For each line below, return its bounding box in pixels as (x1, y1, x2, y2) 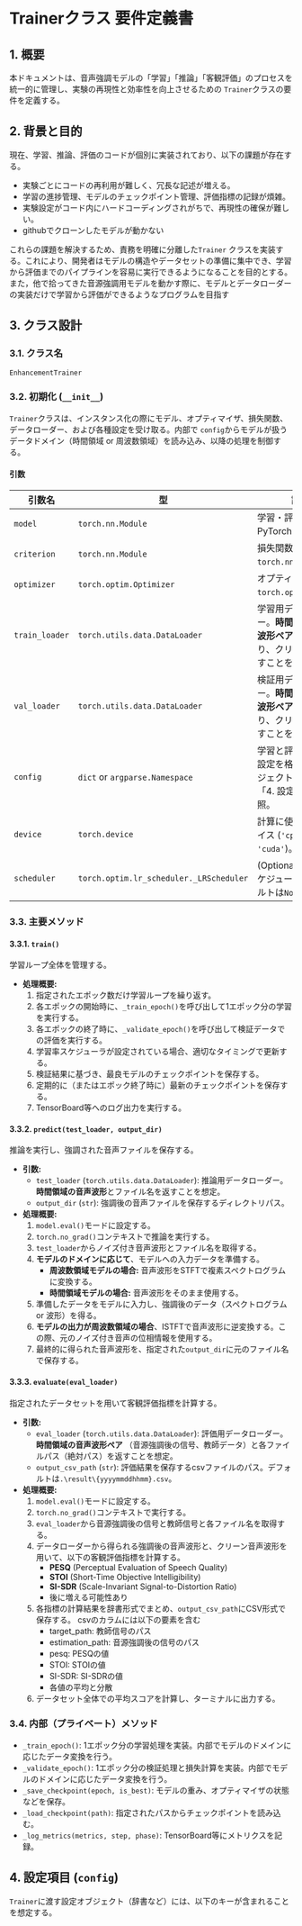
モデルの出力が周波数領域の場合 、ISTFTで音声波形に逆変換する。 (35, 1321, 279, 1333)
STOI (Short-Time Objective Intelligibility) (49, 1571, 201, 1582)
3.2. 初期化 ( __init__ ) (9, 391, 104, 403)
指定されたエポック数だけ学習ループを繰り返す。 (35, 990, 217, 1000)
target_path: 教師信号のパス (49, 1625, 152, 1636)
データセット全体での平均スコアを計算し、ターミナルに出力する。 (35, 1693, 280, 1704)
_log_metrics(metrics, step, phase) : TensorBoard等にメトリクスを (22, 1830, 275, 1840)
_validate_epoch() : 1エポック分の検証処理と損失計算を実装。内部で (22, 1762, 272, 1773)
